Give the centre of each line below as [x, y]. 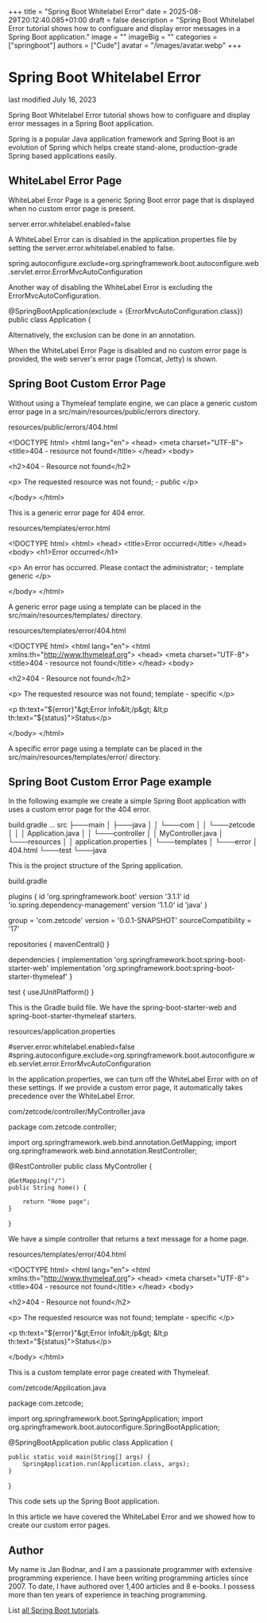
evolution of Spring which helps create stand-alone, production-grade [123, 147]
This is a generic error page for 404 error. [77, 512]
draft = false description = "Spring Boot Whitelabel [172, 20]
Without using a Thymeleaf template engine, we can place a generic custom [133, 403]
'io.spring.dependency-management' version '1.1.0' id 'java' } [108, 905]
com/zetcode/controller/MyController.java [77, 1112]
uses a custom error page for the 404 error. [79, 810]
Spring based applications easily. [62, 155]
